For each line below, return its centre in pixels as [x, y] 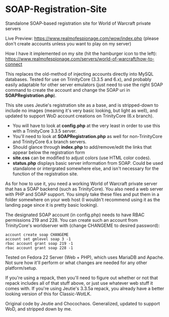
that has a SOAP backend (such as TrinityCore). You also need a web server [84, 189]
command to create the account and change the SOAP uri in [68, 90]
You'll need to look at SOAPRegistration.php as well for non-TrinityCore [87, 136]
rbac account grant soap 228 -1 [39, 248]
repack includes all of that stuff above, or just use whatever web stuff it [79, 283]
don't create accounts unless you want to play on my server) [68, 43]
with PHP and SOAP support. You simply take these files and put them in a [82, 194]
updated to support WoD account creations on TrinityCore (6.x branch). [79, 116]
